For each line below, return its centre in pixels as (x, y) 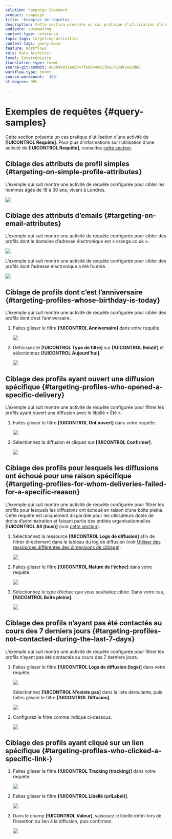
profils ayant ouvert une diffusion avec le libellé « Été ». (64, 413)
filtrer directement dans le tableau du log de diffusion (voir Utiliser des (87, 542)
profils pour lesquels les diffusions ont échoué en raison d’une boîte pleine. (84, 510)
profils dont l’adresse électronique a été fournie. (56, 266)
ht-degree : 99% (21, 82)
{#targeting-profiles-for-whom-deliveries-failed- (86, 484)
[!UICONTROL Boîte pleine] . (42, 597)
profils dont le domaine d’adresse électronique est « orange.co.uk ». (77, 241)
